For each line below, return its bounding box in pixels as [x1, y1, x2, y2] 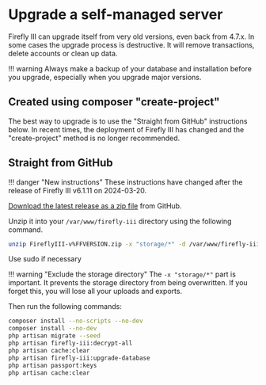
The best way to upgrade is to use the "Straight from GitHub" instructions [8, 116, 248, 126]
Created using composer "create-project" [8, 95, 220, 109]
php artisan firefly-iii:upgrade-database [8, 354, 150, 362]
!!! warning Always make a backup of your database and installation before [8, 63, 252, 73]
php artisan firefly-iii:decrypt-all [8, 339, 133, 348]
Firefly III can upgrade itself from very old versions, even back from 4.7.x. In [8, 32, 255, 41]
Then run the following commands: [8, 302, 123, 311]
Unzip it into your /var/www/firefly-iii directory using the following [8, 216, 232, 226]
